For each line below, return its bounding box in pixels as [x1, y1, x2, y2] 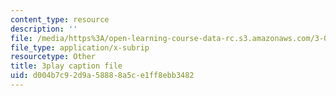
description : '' [10, 24, 78, 34]
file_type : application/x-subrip [10, 42, 150, 53]
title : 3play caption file [10, 61, 123, 71]
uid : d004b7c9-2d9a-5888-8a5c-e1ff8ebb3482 [10, 71, 195, 81]
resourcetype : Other [10, 52, 97, 62]
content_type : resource [10, 14, 110, 25]
